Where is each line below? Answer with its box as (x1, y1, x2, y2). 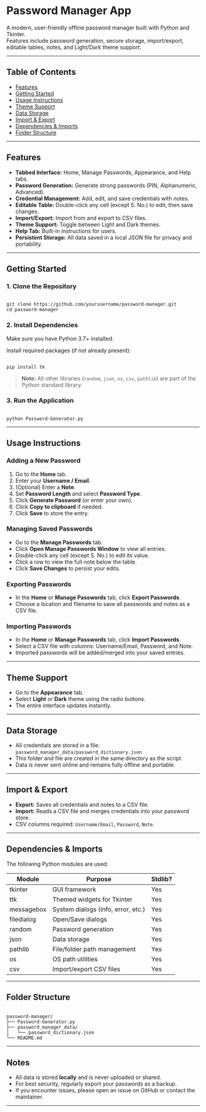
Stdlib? (151, 874, 173, 883)
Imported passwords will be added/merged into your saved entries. (15, 649, 185, 656)
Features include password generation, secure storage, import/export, (6, 37, 184, 44)
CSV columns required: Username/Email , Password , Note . (15, 820, 154, 828)
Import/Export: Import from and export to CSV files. (15, 214, 147, 221)
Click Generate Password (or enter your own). (15, 496, 133, 504)
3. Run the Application (6, 396, 74, 405)
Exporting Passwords (6, 580, 72, 588)
